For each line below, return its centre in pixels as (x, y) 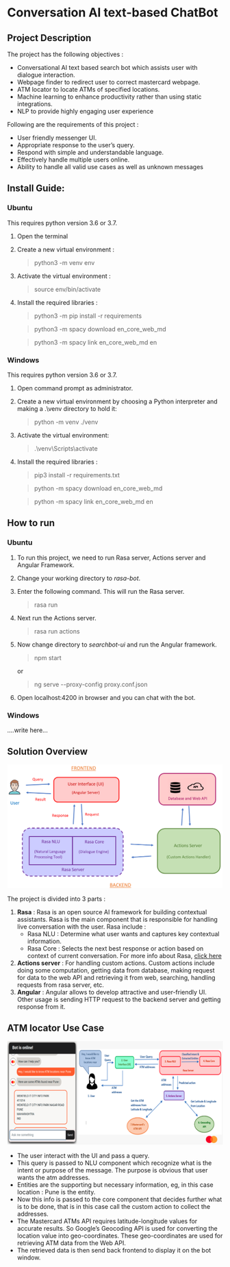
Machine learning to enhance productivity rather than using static (109, 97)
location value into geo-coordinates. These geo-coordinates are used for (120, 1236)
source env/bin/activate (67, 289)
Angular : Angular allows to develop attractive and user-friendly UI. (112, 992)
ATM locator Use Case (56, 1028)
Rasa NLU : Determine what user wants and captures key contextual (123, 933)
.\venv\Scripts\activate (66, 448)
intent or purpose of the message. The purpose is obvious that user (112, 1170)
